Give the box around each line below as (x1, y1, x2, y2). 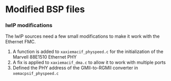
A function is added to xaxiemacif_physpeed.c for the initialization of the (12, 48, 163, 55)
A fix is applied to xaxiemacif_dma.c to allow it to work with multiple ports (12, 60, 166, 66)
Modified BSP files (5, 4, 85, 15)
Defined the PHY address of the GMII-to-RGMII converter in (12, 65, 138, 71)
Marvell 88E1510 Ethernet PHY (12, 54, 77, 60)
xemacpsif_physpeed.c (12, 71, 59, 76)
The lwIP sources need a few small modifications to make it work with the (5, 33, 160, 39)
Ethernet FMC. (5, 39, 36, 45)
